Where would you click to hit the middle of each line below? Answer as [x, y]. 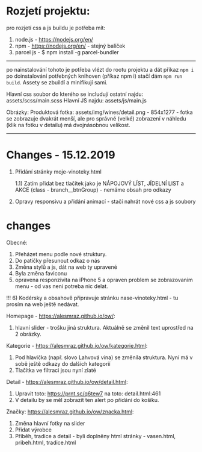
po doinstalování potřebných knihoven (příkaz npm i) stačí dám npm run [94, 76]
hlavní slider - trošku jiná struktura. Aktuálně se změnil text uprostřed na [104, 327]
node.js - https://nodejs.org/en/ [54, 39]
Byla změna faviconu [41, 273]
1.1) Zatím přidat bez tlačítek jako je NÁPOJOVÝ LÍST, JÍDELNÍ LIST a [99, 183]
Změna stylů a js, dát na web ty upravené [66, 267]
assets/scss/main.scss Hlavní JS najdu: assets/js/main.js [77, 100]
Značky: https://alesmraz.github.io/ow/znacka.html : [70, 412]
